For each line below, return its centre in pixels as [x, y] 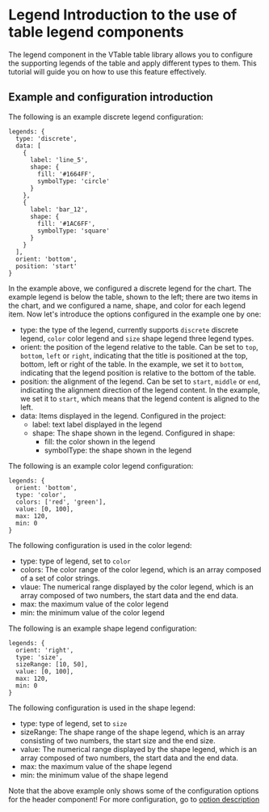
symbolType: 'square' [74, 231]
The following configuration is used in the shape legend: [102, 708]
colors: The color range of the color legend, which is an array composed [141, 569]
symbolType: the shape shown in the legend [118, 450]
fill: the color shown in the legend [100, 441]
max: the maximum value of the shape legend [96, 766]
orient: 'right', [45, 650]
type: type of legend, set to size [74, 723]
